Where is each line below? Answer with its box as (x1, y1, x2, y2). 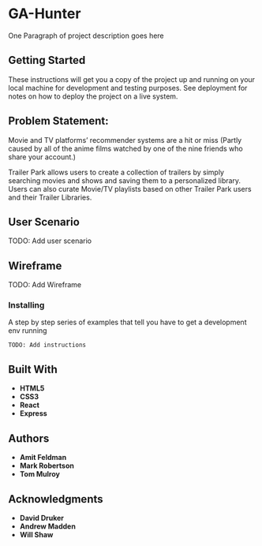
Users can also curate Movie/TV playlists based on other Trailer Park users (8, 184, 252, 193)
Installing (8, 300, 45, 311)
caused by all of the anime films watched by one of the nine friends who (8, 144, 243, 153)
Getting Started (8, 54, 86, 67)
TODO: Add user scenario (8, 236, 92, 245)
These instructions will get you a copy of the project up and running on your (8, 74, 255, 84)
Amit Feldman (19, 453, 67, 462)
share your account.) (8, 151, 77, 162)
